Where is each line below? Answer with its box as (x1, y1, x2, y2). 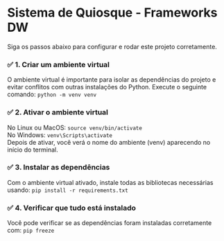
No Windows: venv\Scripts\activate (7, 130, 113, 139)
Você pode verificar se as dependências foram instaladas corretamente (7, 219, 212, 227)
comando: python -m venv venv (7, 90, 97, 98)
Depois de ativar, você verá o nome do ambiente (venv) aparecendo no (7, 138, 211, 146)
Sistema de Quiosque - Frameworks (7, 5, 218, 21)
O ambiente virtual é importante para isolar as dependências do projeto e (7, 75, 216, 84)
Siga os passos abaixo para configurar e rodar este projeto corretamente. (7, 42, 217, 51)
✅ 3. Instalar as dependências (7, 163, 110, 172)
